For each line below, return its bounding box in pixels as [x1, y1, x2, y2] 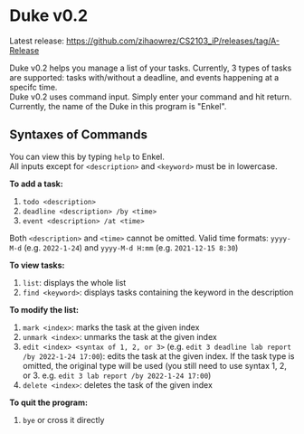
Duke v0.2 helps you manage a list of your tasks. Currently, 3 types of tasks [9, 62, 292, 73]
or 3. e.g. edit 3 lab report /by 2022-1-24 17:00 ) [22, 370, 212, 381]
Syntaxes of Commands [9, 127, 147, 143]
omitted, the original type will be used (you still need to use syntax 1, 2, [22, 360, 288, 371]
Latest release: [9, 35, 65, 46]
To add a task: [9, 178, 63, 189]
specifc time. [9, 81, 58, 92]
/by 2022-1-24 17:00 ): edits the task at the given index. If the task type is [22, 350, 295, 362]
